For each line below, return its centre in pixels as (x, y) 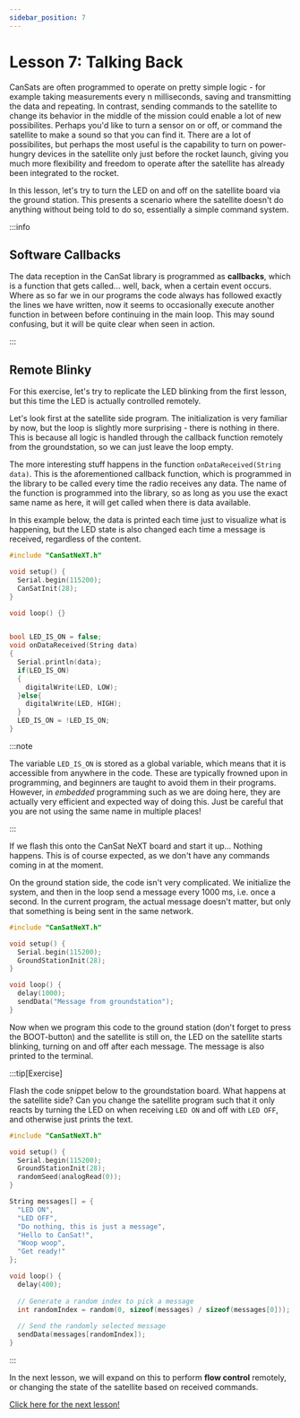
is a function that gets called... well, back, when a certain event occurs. (140, 286)
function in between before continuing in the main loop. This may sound (142, 314)
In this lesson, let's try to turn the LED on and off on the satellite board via (145, 190)
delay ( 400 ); (40, 1284)
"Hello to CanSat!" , (56, 1235)
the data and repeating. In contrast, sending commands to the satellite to (143, 106)
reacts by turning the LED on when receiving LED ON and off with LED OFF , (144, 1109)
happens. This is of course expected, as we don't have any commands (140, 855)
